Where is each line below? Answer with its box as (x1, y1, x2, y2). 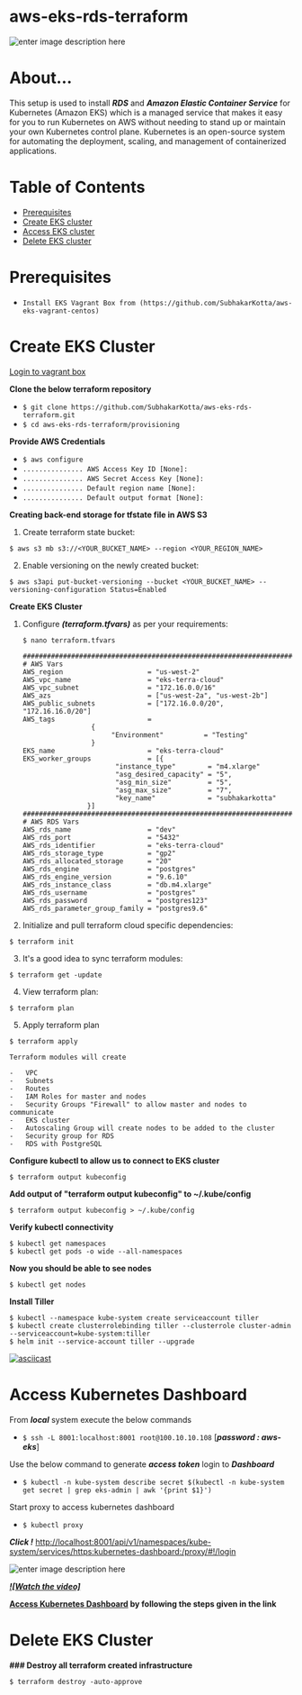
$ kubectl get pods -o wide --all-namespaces (9, 1246, 182, 1256)
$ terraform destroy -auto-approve (9, 1677, 143, 1686)
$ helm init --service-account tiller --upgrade (9, 1336, 195, 1346)
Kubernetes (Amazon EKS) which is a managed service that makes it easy (9, 106, 283, 118)
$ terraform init (9, 937, 75, 946)
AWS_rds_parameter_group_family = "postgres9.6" (22, 904, 209, 913)
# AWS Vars (22, 660, 64, 669)
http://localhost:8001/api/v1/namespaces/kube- (35, 1536, 212, 1547)
